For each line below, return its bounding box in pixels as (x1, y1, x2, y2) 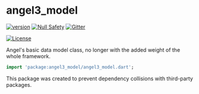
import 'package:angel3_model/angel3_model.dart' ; (6, 64, 134, 70)
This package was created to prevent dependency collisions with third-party (6, 75, 193, 82)
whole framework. (6, 52, 50, 59)
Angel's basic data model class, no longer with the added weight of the (6, 46, 181, 54)
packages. (6, 81, 32, 88)
